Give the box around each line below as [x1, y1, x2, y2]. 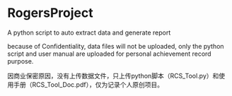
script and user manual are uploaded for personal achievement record [7, 49, 211, 58]
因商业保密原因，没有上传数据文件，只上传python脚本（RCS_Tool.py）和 [7, 71, 219, 80]
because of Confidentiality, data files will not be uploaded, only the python [7, 42, 224, 50]
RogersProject [7, 5, 93, 21]
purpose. [7, 56, 34, 65]
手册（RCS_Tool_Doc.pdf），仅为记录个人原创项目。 [13, 80, 164, 89]
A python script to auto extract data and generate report [7, 28, 171, 37]
